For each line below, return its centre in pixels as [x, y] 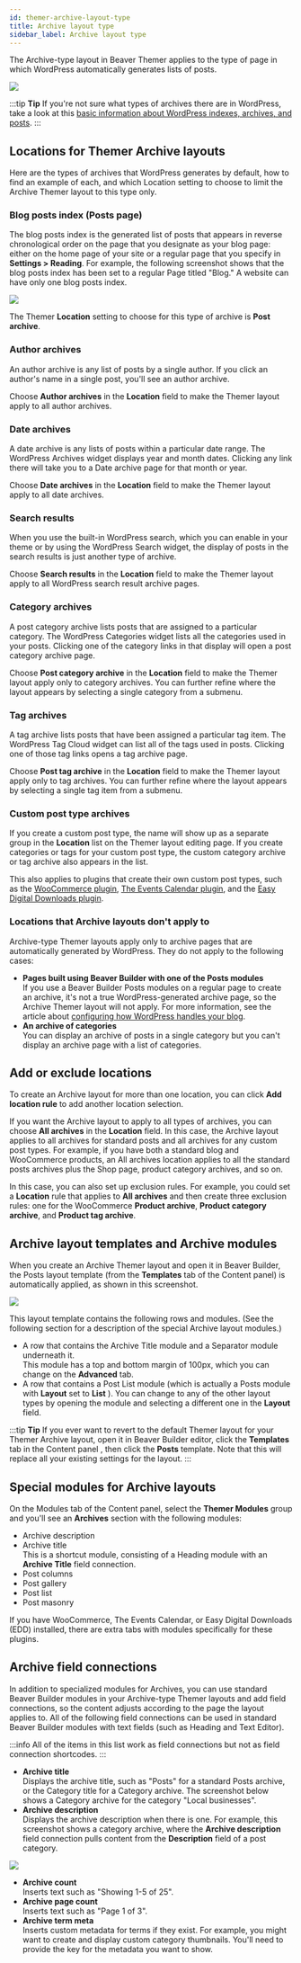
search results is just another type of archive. [93, 557]
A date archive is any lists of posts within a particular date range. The [137, 449]
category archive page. [53, 655]
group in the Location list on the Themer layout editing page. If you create [146, 843]
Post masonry [48, 1602]
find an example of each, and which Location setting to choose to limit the [146, 183]
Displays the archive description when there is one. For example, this [150, 1819]
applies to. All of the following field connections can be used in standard [143, 1718]
